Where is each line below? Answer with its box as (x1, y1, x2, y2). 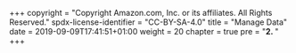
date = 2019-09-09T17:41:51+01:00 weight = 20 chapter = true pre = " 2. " (9, 26, 279, 36)
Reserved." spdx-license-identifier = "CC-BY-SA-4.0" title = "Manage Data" (9, 17, 288, 27)
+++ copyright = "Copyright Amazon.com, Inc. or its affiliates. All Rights (9, 8, 273, 18)
